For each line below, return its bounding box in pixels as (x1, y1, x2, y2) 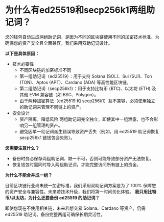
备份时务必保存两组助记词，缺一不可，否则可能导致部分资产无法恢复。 (12, 155, 154, 161)
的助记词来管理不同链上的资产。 (19, 104, 84, 110)
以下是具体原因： (5, 50, 40, 56)
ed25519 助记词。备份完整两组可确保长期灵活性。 (5, 211, 105, 217)
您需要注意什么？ (5, 145, 40, 151)
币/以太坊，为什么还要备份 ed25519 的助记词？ (5, 194, 100, 200)
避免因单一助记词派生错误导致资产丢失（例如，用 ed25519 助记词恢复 (19, 128, 160, 134)
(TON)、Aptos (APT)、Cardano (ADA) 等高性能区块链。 (19, 79, 131, 85)
